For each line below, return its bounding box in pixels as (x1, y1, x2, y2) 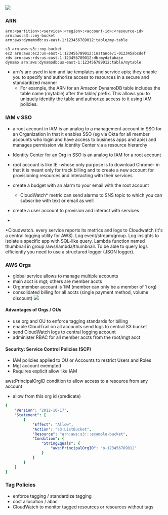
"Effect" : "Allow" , (32, 422, 73, 427)
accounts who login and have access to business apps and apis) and (12, 136, 156, 142)
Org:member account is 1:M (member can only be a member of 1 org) (12, 283, 157, 290)
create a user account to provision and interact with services (12, 207, 139, 213)
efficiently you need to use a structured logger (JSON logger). (5, 248, 135, 254)
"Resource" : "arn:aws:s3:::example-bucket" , (32, 432, 128, 437)
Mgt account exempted (12, 363, 62, 369)
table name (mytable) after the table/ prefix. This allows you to (20, 91, 150, 97)
